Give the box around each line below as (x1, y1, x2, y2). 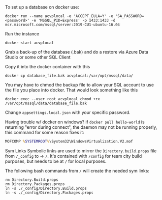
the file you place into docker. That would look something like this (5, 87, 138, 93)
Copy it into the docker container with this (5, 64, 90, 69)
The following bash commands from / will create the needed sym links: (5, 168, 149, 173)
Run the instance (5, 31, 39, 36)
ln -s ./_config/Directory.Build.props (5, 186, 87, 191)
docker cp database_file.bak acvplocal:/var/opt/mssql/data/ (5, 73, 133, 78)
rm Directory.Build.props (5, 177, 58, 182)
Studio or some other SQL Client (5, 54, 71, 60)
